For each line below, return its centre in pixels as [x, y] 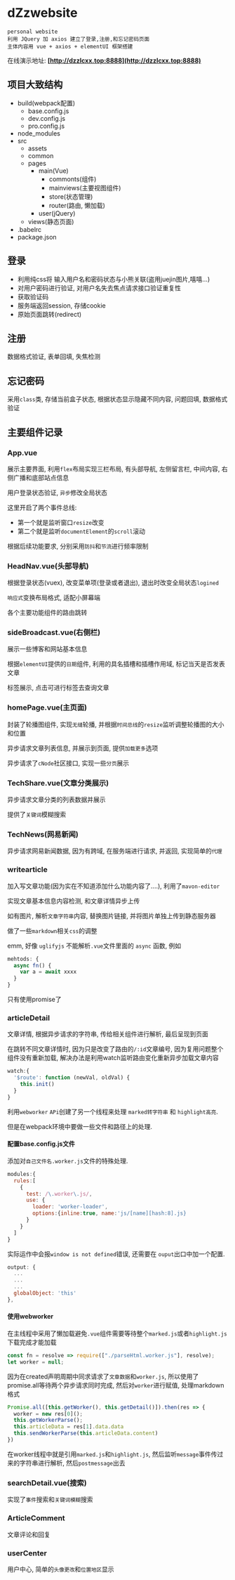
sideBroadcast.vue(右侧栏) [54, 632]
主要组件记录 [35, 432]
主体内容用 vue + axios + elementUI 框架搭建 [70, 46]
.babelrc [29, 229]
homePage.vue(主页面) [47, 707]
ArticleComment [36, 1518]
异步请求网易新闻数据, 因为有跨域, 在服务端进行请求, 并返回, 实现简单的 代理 [115, 851]
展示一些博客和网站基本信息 [47, 649]
